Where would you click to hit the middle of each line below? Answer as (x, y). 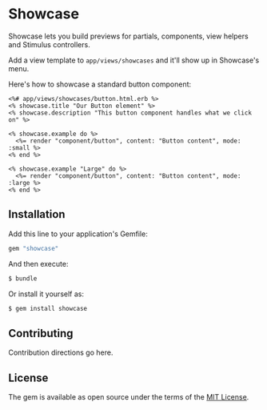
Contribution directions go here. (61, 352)
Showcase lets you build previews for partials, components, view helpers (129, 36)
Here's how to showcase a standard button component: (100, 84)
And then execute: (38, 263)
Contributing (41, 333)
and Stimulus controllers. (49, 44)
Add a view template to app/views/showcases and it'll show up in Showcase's (134, 60)
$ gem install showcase (48, 308)
